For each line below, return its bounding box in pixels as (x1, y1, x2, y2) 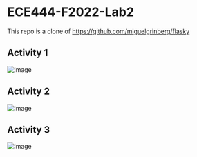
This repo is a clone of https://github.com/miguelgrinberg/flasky (7, 27, 190, 35)
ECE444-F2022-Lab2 (7, 4, 135, 20)
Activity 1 (7, 47, 48, 59)
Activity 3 (7, 124, 50, 136)
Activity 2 (7, 86, 50, 98)
